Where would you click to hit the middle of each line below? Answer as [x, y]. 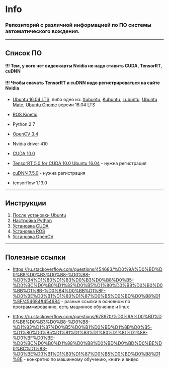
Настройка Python [32, 221]
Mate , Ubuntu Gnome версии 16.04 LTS [54, 105]
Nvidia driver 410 [30, 143]
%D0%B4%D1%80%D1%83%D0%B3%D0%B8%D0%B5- [73, 280]
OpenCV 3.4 [25, 134]
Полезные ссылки [35, 257]
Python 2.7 [24, 124]
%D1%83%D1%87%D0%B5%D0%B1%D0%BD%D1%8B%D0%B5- [82, 327]
